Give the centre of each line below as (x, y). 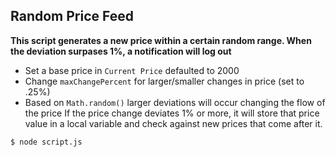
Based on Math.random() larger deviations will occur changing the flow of (175, 102)
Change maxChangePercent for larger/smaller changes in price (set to (164, 81)
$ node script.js (46, 142)
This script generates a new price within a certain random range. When (161, 40)
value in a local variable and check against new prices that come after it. (173, 123)
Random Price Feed (72, 16)
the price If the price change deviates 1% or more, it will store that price (172, 113)
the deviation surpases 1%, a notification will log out (121, 51)
